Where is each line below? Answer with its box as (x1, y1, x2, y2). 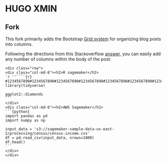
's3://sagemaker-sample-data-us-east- (34, 127, 114, 132)
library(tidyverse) (5, 83, 46, 88)
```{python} (5, 109, 30, 114)
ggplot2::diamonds (5, 92, 43, 97)
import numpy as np (5, 118, 46, 123)
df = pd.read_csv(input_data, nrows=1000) (5, 135, 94, 140)
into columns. (5, 41, 33, 47)
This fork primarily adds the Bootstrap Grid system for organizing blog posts (5, 36, 162, 42)
